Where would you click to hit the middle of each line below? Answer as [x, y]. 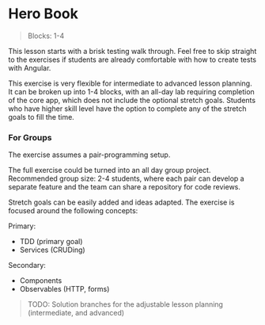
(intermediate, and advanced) [76, 313]
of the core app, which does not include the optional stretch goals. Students [132, 100]
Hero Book [44, 14]
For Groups [30, 137]
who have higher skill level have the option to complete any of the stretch [127, 109]
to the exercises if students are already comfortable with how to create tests [132, 59]
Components [41, 281]
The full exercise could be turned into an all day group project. [110, 170]
